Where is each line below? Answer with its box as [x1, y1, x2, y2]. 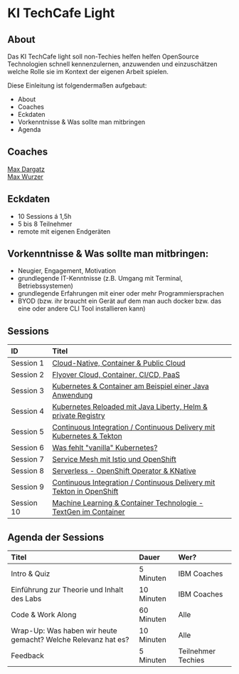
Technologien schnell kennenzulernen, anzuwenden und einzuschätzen [7, 60, 218, 68]
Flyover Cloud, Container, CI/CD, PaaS [52, 370, 180, 380]
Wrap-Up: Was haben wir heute [11, 626, 117, 636]
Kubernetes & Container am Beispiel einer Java [52, 381, 210, 391]
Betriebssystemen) [17, 281, 73, 290]
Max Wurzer [7, 172, 44, 181]
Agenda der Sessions [7, 531, 105, 543]
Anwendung [52, 390, 93, 400]
